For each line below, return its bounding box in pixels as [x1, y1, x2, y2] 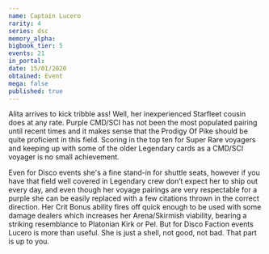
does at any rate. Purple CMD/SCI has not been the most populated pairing [8, 118, 258, 128]
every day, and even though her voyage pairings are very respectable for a [8, 185, 258, 195]
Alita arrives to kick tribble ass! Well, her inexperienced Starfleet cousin [8, 109, 246, 119]
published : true [8, 87, 63, 95]
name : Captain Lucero [8, 11, 82, 20]
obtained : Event [8, 72, 63, 80]
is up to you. [8, 236, 50, 247]
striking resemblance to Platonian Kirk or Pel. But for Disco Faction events [8, 219, 254, 229]
